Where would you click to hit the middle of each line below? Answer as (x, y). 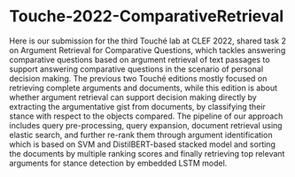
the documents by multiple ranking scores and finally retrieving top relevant (147, 153)
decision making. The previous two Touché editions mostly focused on (138, 78)
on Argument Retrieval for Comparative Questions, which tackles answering (147, 50)
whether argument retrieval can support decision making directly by (133, 97)
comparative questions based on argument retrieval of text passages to (140, 59)
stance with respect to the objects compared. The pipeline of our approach (146, 116)
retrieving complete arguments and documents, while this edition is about (143, 88)
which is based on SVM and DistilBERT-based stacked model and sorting (143, 144)
